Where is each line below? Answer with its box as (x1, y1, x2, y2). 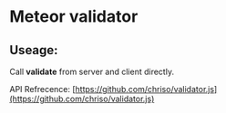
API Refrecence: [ (9, 84, 76, 94)
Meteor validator (9, 6, 139, 27)
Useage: (9, 42, 58, 58)
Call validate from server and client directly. (9, 66, 175, 77)
